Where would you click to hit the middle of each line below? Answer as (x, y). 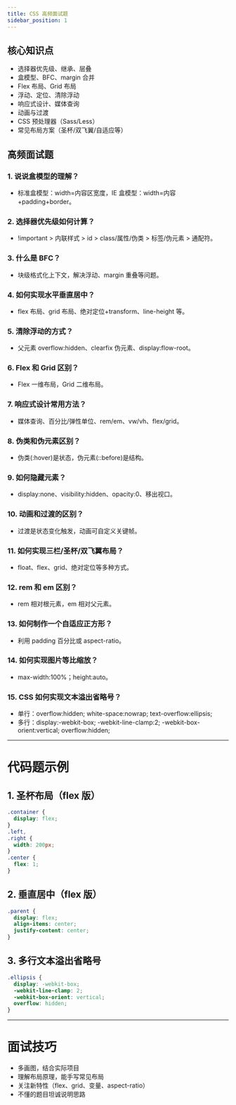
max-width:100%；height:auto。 (65, 677)
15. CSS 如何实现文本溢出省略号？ (64, 697)
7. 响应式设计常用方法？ (47, 405)
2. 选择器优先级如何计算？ (51, 221)
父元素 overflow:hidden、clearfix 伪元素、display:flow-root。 (106, 348)
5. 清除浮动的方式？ (40, 331)
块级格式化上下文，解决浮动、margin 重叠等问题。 (90, 275)
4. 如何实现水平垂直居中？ (51, 294)
